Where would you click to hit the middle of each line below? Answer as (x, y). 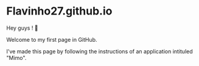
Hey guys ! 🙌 (22, 28)
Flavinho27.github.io (59, 11)
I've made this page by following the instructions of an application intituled (100, 51)
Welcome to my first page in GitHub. (52, 39)
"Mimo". (16, 58)
